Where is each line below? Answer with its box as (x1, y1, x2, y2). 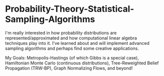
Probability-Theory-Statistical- (5, 3, 134, 15)
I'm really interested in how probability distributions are (5, 30, 117, 36)
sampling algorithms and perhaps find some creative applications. (5, 45, 139, 51)
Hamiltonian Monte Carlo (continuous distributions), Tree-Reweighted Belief (5, 60, 159, 66)
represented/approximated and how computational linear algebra (5, 35, 137, 41)
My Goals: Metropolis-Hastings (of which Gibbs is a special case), (5, 55, 139, 60)
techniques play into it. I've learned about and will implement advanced (5, 40, 150, 46)
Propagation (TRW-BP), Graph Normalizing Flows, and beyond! (5, 65, 133, 71)
